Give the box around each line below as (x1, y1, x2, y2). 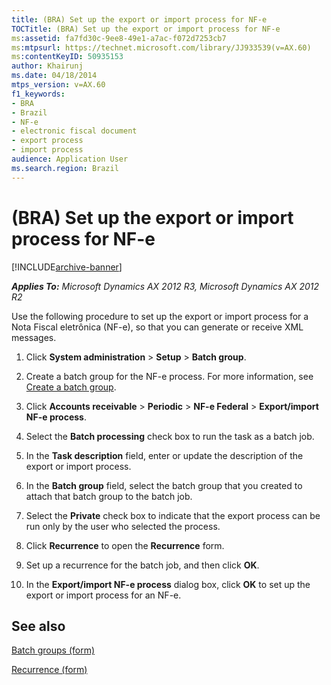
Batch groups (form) (11, 644, 96, 656)
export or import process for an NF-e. (25, 589, 182, 601)
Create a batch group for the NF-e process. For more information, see (25, 370, 314, 382)
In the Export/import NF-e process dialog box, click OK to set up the (25, 578, 311, 590)
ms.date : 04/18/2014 (11, 71, 98, 81)
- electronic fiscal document (11, 126, 138, 136)
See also (11, 617, 66, 635)
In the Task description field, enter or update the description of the (25, 449, 304, 461)
